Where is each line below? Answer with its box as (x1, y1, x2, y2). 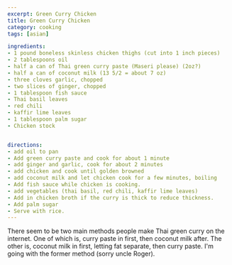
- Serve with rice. (7, 207, 65, 215)
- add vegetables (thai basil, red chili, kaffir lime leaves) (7, 188, 199, 195)
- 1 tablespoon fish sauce (7, 90, 87, 97)
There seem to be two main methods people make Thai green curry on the (7, 227, 225, 235)
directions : (7, 141, 43, 148)
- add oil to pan (7, 148, 59, 155)
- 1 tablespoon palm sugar (7, 116, 87, 123)
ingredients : (7, 43, 46, 50)
